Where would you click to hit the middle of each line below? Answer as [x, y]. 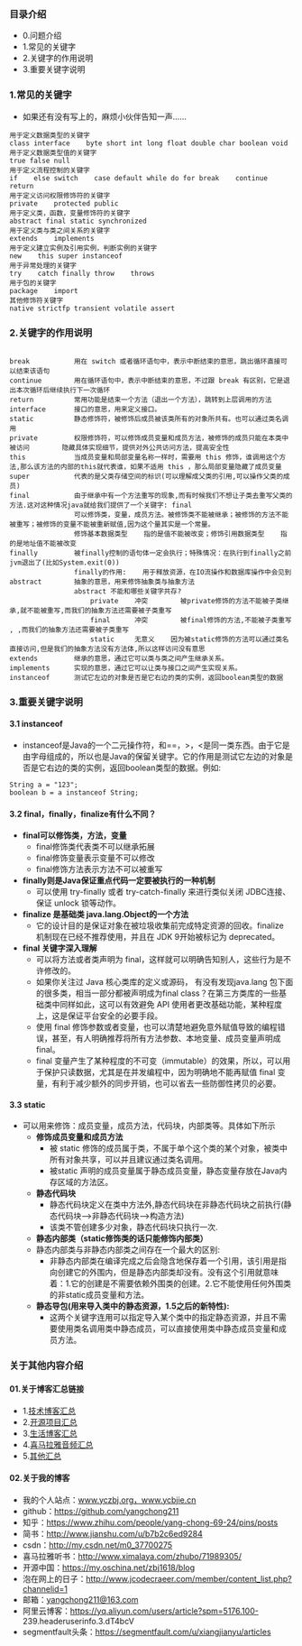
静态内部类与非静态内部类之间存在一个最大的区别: [128, 1250]
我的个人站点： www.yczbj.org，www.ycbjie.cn [109, 1500]
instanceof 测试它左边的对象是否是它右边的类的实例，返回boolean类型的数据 [146, 677]
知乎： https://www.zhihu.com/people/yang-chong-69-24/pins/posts [150, 1522]
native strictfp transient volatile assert [92, 308]
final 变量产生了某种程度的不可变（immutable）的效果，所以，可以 [159, 1061]
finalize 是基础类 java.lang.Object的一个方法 [105, 915]
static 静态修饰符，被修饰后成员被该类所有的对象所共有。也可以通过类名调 [149, 418]
